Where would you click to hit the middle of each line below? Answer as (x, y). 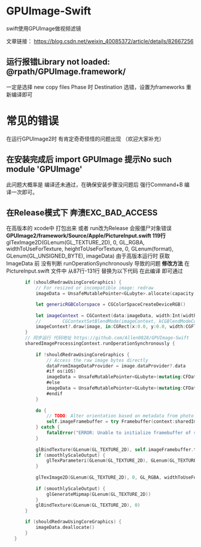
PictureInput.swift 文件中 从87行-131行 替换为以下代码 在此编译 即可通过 (95, 271)
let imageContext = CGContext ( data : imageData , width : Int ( (109, 316)
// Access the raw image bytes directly (97, 360)
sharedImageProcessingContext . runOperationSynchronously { (100, 343)
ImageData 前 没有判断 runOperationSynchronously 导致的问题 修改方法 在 (98, 264)
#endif (54, 394)
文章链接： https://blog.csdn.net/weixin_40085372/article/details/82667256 (100, 41)
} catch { (48, 428)
